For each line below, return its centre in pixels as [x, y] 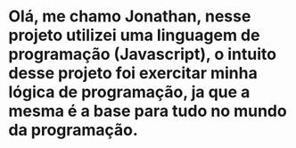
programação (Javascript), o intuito [143, 54]
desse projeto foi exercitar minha [133, 74]
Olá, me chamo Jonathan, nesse [130, 16]
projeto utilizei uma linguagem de [134, 35]
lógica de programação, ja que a [129, 92]
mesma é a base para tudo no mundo [148, 111]
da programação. [74, 130]
